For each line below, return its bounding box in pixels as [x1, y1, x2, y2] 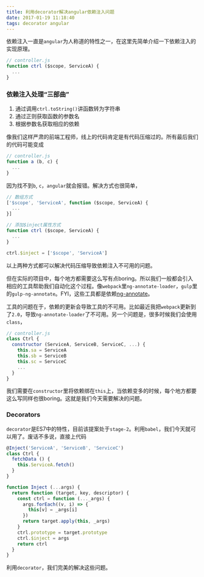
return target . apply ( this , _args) [22, 519, 111, 525]
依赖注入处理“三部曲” [6, 90, 69, 98]
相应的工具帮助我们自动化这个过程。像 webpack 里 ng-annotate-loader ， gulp [6, 282, 192, 289]
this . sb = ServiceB [17, 353, 67, 359]
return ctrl [17, 540, 47, 547]
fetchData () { [12, 456, 51, 462]
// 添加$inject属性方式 [6, 222, 61, 228]
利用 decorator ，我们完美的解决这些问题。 [6, 564, 111, 572]
